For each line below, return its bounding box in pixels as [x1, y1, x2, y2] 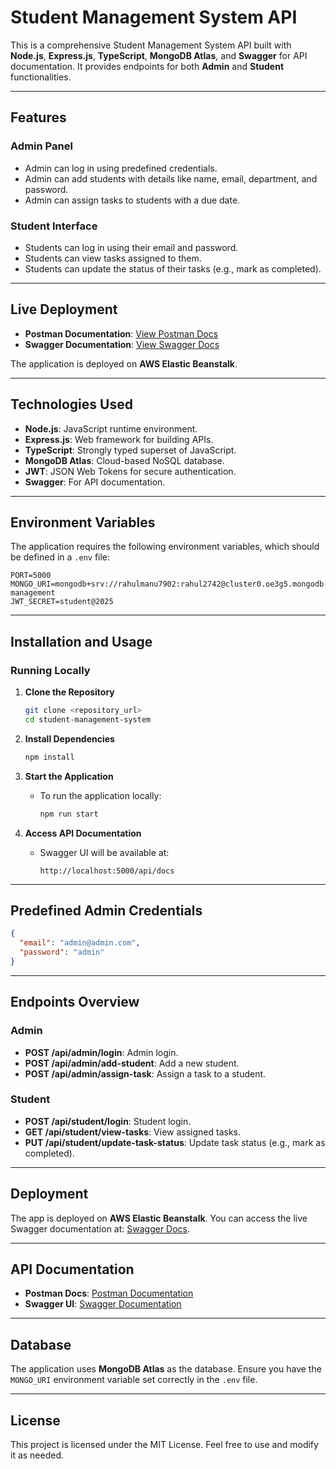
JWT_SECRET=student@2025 [10, 597, 114, 607]
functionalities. [10, 71, 72, 83]
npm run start [39, 809, 99, 819]
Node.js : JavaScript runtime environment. [24, 422, 198, 435]
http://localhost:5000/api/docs [39, 866, 175, 876]
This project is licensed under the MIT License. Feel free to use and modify [10, 1439, 319, 1451]
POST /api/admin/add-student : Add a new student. [24, 1057, 240, 1069]
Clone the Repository [24, 686, 115, 698]
